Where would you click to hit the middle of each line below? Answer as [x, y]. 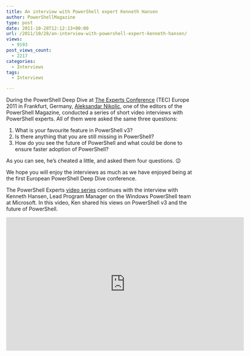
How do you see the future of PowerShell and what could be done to [99, 143]
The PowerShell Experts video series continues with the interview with [92, 190]
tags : [13, 72]
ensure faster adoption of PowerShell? [61, 150]
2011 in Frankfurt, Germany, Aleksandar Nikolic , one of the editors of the [94, 106]
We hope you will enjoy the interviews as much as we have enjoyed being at [99, 172]
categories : [21, 61]
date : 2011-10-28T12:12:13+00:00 [48, 28]
